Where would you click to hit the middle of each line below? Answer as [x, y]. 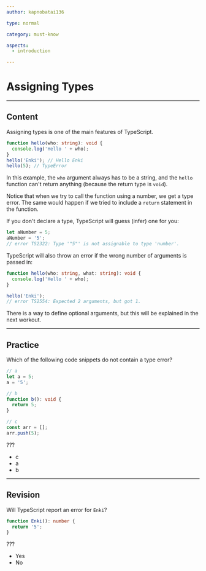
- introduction [31, 51]
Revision [23, 495]
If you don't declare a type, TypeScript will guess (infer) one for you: [93, 221]
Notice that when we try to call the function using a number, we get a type [100, 196]
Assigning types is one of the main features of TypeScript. [80, 132]
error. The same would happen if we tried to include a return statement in [99, 203]
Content [22, 117]
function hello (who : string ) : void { [55, 143]
